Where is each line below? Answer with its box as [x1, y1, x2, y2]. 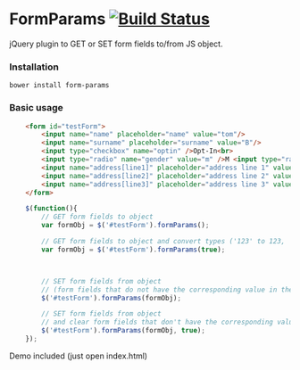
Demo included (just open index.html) [9, 350, 148, 361]
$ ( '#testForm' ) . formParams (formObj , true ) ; [41, 326, 205, 335]
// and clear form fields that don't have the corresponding [41, 317, 274, 327]
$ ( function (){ [25, 204, 78, 213]
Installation [9, 61, 60, 73]
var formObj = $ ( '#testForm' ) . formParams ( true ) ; [41, 245, 226, 254]
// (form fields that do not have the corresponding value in [41, 285, 278, 294]
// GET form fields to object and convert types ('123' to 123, [41, 237, 286, 246]
